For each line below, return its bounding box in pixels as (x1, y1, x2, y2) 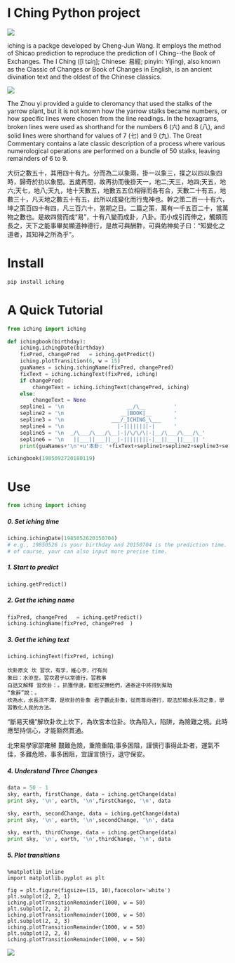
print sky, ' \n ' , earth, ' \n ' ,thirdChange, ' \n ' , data (7, 836, 171, 843)
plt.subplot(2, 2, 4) (7, 930, 71, 937)
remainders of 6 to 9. (7, 154, 68, 162)
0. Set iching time (7, 517, 60, 525)
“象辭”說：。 (7, 690, 40, 697)
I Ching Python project (7, 5, 140, 21)
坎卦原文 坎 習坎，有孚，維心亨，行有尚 (7, 667, 108, 674)
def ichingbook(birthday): (7, 338, 86, 345)
